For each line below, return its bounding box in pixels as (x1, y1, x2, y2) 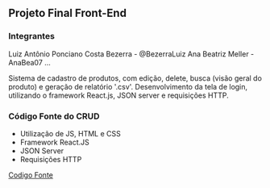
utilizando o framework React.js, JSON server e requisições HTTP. (8, 90, 230, 100)
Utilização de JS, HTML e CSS (19, 128, 121, 138)
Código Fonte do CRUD (8, 111, 100, 122)
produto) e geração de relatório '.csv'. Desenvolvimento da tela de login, (8, 81, 248, 91)
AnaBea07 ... (8, 57, 51, 67)
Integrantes (8, 31, 55, 42)
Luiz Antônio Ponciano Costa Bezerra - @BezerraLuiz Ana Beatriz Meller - (8, 48, 255, 59)
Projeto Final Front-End (8, 6, 127, 20)
